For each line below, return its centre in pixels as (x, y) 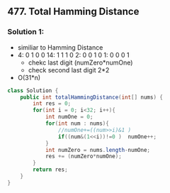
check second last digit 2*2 (69, 70)
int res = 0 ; (52, 104)
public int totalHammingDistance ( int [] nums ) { (91, 97)
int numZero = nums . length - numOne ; (98, 150)
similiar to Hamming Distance (60, 47)
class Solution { (33, 90)
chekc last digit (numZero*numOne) (80, 62)
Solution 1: (26, 32)
